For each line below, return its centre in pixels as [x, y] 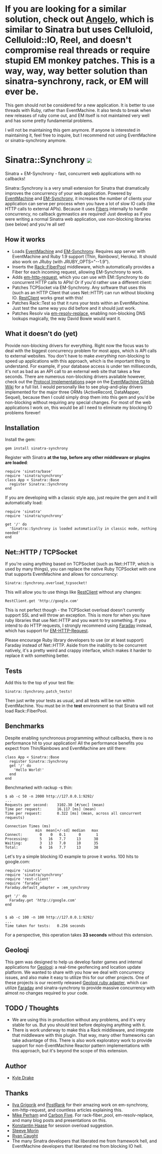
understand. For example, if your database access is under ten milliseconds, [81, 366]
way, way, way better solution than [76, 71]
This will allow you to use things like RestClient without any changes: [73, 592]
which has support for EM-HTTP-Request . [47, 631]
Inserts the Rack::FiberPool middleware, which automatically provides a [83, 266]
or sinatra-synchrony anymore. [36, 140]
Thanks [17, 1093]
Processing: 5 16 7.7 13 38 [52, 839]
